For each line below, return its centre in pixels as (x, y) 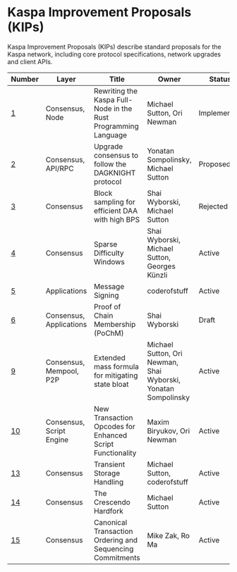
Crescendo (112, 502)
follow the (110, 164)
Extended (110, 358)
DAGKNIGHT (115, 173)
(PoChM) (109, 333)
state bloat (111, 384)
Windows (109, 261)
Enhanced (111, 435)
